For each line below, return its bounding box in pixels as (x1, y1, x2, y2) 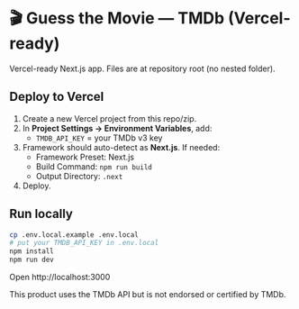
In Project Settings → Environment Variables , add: (22, 123, 213, 133)
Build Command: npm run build (35, 160, 153, 172)
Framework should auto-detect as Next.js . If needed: (22, 141, 221, 152)
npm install (9, 247, 54, 256)
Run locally (9, 206, 74, 222)
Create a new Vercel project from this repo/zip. (22, 113, 197, 123)
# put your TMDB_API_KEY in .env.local (9, 239, 159, 248)
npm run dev (9, 255, 54, 265)
